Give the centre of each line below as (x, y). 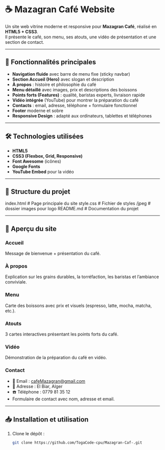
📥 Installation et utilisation (47, 419)
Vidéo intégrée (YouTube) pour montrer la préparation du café (75, 100)
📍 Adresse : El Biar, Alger (37, 386)
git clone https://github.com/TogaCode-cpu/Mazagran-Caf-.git (77, 443)
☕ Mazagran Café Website (60, 10)
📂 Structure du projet (38, 191)
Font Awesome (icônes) (37, 161)
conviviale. (16, 282)
